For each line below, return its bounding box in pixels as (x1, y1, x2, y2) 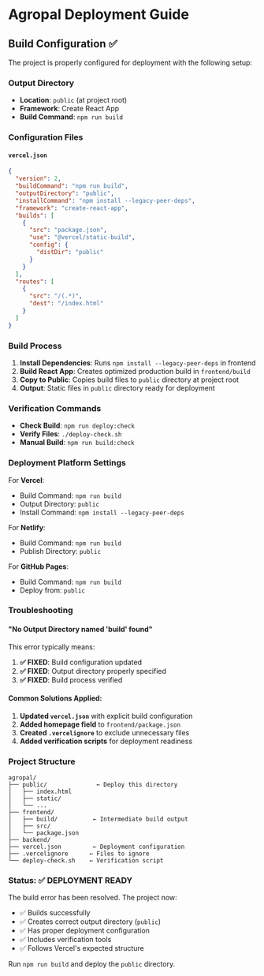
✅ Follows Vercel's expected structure (19, 944, 144, 953)
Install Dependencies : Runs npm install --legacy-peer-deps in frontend (19, 357, 256, 368)
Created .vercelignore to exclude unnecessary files (19, 727, 190, 737)
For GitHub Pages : (8, 562, 69, 571)
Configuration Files (8, 132, 84, 143)
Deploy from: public (19, 585, 85, 595)
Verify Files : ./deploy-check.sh (19, 429, 122, 439)
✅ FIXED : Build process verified (19, 675, 123, 684)
